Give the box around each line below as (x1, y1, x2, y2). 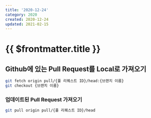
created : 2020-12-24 (5, 17, 49, 22)
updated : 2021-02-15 (5, 21, 49, 27)
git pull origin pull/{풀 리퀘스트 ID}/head (5, 108, 95, 113)
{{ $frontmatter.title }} (5, 44, 101, 55)
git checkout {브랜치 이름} (5, 83, 59, 89)
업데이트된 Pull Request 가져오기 (5, 96, 83, 103)
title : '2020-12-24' (5, 7, 49, 13)
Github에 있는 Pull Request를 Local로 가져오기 (5, 64, 146, 73)
